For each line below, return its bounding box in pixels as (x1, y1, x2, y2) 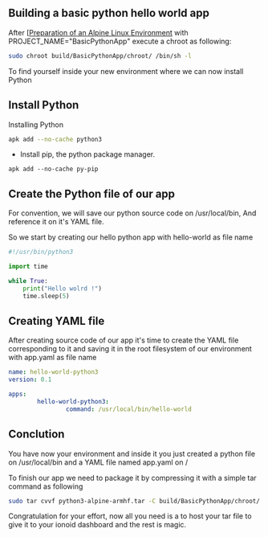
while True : (8, 277, 48, 285)
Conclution (8, 428, 65, 441)
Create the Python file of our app (8, 187, 175, 200)
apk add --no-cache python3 (8, 135, 103, 143)
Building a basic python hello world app (8, 6, 210, 20)
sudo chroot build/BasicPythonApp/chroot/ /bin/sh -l (8, 51, 193, 59)
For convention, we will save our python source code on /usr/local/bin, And (8, 208, 257, 218)
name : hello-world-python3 (8, 368, 99, 376)
